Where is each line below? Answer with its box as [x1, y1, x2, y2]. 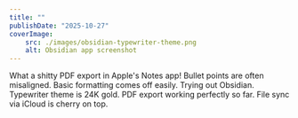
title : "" [9, 12, 46, 22]
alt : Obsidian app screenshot [25, 46, 138, 55]
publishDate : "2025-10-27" [9, 21, 109, 30]
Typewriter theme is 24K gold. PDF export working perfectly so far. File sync [9, 90, 290, 100]
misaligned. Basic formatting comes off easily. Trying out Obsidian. [9, 80, 255, 90]
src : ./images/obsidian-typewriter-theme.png [25, 37, 197, 47]
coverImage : [9, 29, 53, 38]
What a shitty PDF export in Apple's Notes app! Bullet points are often [9, 70, 264, 81]
